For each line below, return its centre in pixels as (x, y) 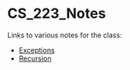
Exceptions (37, 50)
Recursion (35, 58)
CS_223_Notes (57, 14)
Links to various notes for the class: (65, 35)
